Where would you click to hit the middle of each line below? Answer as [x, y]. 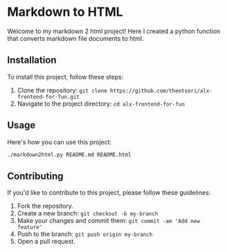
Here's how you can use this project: [60, 142]
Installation [32, 60]
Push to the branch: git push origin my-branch [85, 234]
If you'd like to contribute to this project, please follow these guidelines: [109, 193]
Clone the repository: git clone [62, 90]
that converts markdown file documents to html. [75, 38]
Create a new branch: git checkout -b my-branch [88, 213]
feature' [30, 227]
